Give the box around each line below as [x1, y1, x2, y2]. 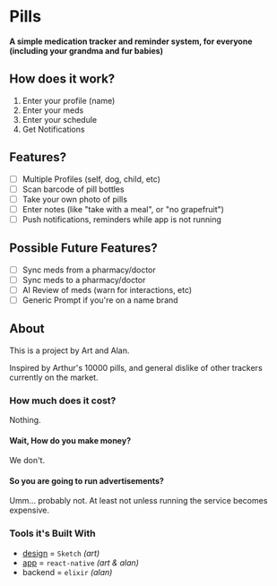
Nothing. [9, 415, 42, 426]
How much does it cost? [9, 394, 117, 407]
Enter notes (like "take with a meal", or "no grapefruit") [22, 203, 224, 214]
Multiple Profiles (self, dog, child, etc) [22, 173, 161, 185]
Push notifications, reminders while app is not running [22, 213, 222, 225]
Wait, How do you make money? [9, 435, 132, 445]
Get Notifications [22, 124, 85, 134]
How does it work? [9, 72, 116, 87]
